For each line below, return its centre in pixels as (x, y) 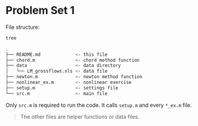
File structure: (23, 27)
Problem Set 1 (40, 10)
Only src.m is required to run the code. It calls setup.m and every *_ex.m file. (99, 105)
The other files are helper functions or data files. (80, 116)
